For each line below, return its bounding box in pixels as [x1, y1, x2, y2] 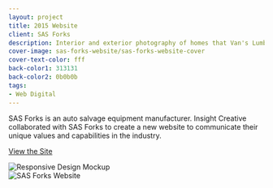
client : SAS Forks [8, 30, 71, 38]
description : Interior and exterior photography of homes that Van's [8, 39, 249, 47]
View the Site [8, 146, 53, 156]
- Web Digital [8, 90, 57, 98]
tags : [8, 81, 27, 89]
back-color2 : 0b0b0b [8, 73, 79, 81]
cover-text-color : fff [8, 56, 85, 64]
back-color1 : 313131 [8, 65, 79, 73]
